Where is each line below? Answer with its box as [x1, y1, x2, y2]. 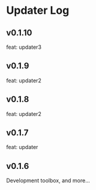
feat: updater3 [6, 43, 42, 51]
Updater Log [6, 4, 70, 17]
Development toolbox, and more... [6, 177, 90, 184]
